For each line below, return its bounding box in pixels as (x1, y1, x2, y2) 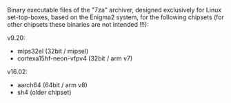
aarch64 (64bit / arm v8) (17, 81, 88, 89)
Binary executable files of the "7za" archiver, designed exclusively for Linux (7, 6, 222, 14)
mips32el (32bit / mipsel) (17, 47, 89, 55)
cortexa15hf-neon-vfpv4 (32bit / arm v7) (17, 54, 133, 62)
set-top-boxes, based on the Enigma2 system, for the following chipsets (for (7, 13, 224, 21)
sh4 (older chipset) (17, 89, 72, 96)
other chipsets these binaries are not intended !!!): (7, 21, 150, 28)
